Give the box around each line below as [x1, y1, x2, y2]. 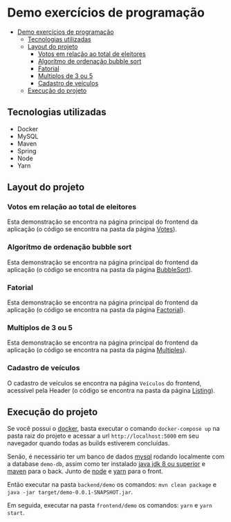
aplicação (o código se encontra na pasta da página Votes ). [7, 225, 178, 233]
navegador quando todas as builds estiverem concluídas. [7, 439, 170, 447]
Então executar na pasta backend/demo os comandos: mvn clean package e [7, 481, 216, 489]
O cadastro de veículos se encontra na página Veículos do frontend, [7, 378, 202, 387]
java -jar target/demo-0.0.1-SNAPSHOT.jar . [7, 488, 133, 496]
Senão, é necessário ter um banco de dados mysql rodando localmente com [7, 452, 225, 461]
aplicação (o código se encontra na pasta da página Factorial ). [7, 306, 185, 314]
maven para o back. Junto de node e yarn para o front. [7, 467, 164, 476]
